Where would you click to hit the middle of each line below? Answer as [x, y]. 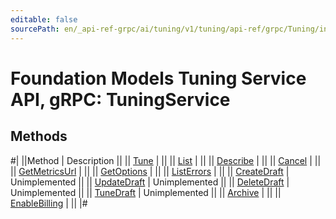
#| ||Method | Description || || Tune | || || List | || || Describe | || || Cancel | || [166, 160]
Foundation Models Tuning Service [158, 78]
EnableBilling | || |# [49, 203]
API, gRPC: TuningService [120, 99]
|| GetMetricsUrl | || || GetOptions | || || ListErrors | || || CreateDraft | [150, 171]
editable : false [44, 19]
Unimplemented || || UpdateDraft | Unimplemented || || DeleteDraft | [150, 182]
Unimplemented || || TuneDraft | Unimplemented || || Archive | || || [146, 192]
